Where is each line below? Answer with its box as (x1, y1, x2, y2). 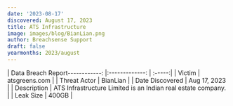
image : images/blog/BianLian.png (7, 29, 105, 37)
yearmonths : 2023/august (7, 50, 80, 57)
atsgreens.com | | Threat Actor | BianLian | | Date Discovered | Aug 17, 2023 (7, 76, 227, 84)
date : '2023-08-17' (7, 10, 65, 18)
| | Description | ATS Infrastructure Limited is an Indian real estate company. (7, 84, 227, 92)
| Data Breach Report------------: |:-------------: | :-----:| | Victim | (7, 68, 200, 77)
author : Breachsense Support (7, 37, 93, 44)
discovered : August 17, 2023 (7, 17, 93, 24)
